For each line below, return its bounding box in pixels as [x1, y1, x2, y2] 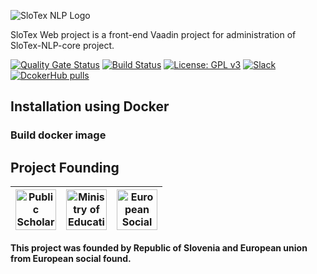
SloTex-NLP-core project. [10, 40, 115, 51]
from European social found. [10, 253, 132, 265]
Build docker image [10, 128, 107, 142]
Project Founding [10, 159, 120, 176]
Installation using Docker [10, 98, 170, 115]
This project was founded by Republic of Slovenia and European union [10, 242, 308, 254]
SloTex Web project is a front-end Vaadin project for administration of [10, 29, 297, 40]
